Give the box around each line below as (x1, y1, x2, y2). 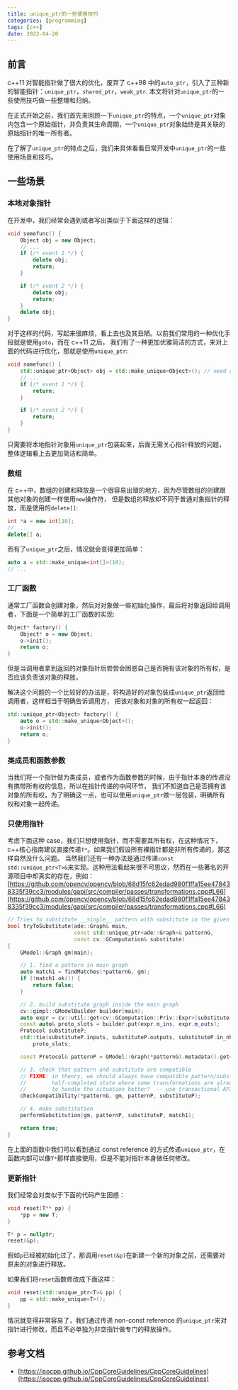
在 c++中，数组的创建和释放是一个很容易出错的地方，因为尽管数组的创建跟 (7, 486, 226, 495)
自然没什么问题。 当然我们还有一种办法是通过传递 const (13, 854, 174, 863)
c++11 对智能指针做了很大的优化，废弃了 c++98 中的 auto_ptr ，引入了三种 (7, 79, 223, 87)
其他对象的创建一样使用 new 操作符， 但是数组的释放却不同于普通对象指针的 (7, 495, 224, 503)
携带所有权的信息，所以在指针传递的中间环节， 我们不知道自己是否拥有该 (13, 781, 227, 790)
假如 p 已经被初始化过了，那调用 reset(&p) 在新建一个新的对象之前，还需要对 (7, 1251, 225, 1260)
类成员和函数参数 (7, 756, 66, 766)
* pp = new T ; (20, 1211, 59, 1218)
